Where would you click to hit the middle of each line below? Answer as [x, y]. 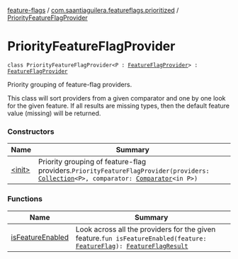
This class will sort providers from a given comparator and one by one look [117, 98]
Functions [25, 199]
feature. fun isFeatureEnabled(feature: [141, 238]
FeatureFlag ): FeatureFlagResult [132, 246]
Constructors [31, 132]
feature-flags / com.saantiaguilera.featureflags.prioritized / [93, 10]
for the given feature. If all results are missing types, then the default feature [119, 105]
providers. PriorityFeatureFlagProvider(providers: [124, 171]
